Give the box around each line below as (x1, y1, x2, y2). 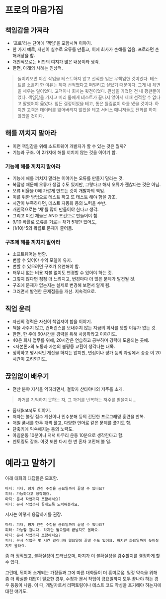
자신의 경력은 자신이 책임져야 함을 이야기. (12, 318, 92, 324)
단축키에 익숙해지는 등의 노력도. (12, 426, 74, 432)
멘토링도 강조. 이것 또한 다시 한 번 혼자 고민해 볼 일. (12, 439, 112, 445)
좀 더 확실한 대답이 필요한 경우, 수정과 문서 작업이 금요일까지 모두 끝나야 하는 (5, 576, 154, 582)
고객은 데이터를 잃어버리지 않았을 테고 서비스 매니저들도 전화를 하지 (26, 107, 157, 113)
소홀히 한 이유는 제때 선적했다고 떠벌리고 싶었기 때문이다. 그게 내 (26, 82, 152, 88)
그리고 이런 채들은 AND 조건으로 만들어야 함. (12, 213, 99, 219)
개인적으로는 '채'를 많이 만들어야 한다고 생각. (12, 206, 99, 212)
